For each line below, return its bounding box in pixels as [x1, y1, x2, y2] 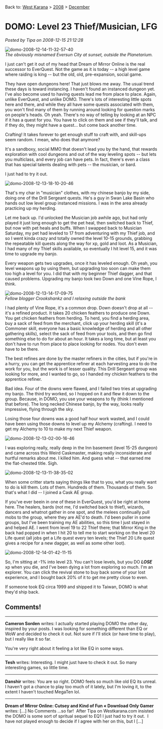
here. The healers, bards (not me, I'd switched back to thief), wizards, [5, 504, 145, 509]
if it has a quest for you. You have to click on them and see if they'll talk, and [5, 117, 158, 123]
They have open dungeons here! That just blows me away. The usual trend [5, 81, 154, 86]
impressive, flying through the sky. [5, 406, 74, 412]
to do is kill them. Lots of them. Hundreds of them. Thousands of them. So [5, 484, 153, 490]
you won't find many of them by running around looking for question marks [5, 106, 155, 112]
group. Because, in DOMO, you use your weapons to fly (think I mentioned [5, 396, 154, 402]
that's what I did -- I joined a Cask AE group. [5, 489, 94, 495]
